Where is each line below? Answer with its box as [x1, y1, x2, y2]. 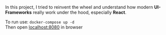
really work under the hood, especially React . [32, 9, 126, 15]
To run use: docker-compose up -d [5, 19, 75, 25]
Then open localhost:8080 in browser [5, 24, 83, 30]
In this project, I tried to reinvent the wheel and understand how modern [5, 4, 153, 10]
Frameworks [5, 9, 32, 15]
